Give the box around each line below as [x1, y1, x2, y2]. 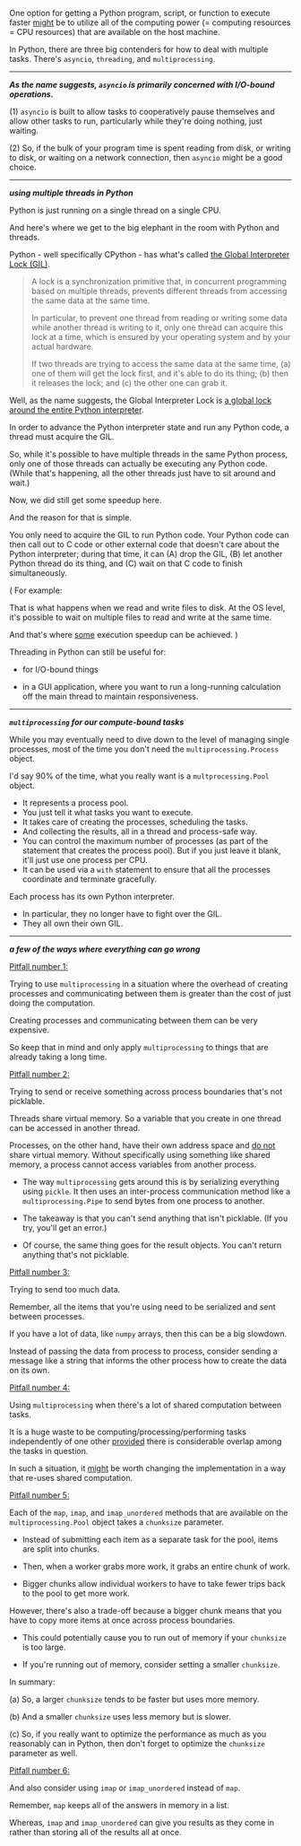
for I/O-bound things [21, 664, 99, 675]
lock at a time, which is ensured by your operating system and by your [30, 332, 291, 342]
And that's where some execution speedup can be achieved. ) [9, 630, 239, 640]
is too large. [21, 1641, 66, 1652]
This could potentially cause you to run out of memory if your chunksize [21, 1633, 287, 1642]
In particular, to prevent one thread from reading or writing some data [30, 313, 288, 323]
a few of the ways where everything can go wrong [9, 944, 201, 954]
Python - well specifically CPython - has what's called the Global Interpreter [9, 249, 290, 259]
